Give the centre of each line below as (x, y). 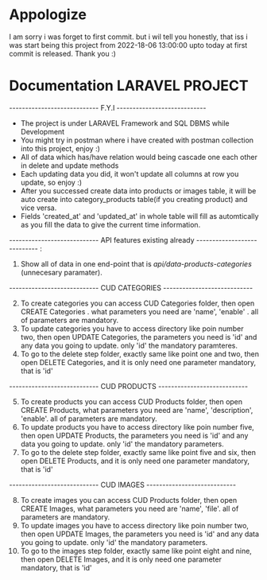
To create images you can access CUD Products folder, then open (129, 500)
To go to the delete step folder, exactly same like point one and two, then (139, 354)
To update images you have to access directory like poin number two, (135, 525)
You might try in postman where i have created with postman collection (137, 140)
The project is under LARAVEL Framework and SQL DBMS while (125, 123)
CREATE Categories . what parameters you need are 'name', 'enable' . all (139, 311)
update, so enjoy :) (51, 182)
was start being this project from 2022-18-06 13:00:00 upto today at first (128, 45)
